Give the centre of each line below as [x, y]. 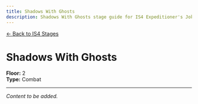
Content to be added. [32, 96]
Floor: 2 [16, 73]
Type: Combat [24, 79]
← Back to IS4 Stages [32, 33]
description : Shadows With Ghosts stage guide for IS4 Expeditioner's [95, 17]
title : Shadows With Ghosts [41, 11]
